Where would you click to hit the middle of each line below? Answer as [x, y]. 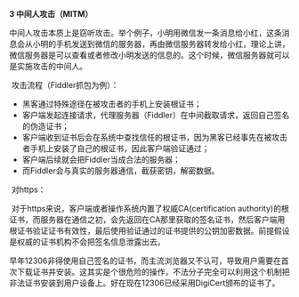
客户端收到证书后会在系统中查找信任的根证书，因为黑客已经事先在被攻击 [154, 137]
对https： [28, 189]
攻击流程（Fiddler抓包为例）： [65, 85]
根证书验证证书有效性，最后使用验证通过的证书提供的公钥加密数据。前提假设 [149, 231]
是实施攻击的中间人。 [48, 66]
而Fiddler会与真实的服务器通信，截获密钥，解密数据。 [121, 171]
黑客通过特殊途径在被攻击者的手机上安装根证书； [112, 104]
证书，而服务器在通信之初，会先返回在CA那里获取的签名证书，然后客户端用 [147, 220]
